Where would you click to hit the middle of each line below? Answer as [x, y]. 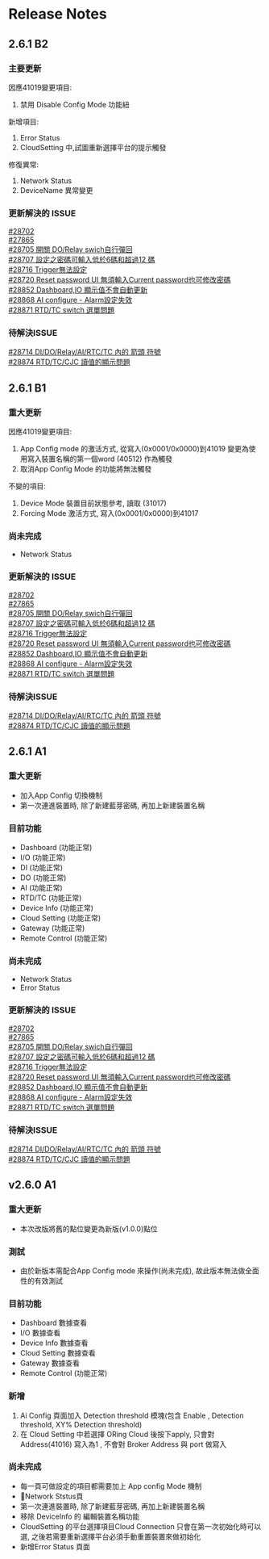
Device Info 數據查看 [54, 1343]
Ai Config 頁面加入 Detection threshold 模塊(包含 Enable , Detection [132, 1415]
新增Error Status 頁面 [55, 1546]
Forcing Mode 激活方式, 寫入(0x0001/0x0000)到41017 [109, 513]
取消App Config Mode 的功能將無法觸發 [86, 469]
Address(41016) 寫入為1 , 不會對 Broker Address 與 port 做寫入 [123, 1444]
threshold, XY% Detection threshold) [81, 1424]
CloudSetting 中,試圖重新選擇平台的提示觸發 [93, 147]
